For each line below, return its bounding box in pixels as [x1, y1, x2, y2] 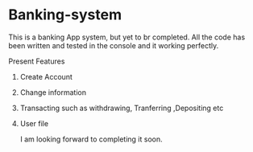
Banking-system [8, 6, 122, 24]
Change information [19, 87, 87, 97]
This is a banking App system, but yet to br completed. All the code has [8, 32, 246, 42]
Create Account [19, 72, 73, 81]
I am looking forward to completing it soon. [19, 134, 163, 144]
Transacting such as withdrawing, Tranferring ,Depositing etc [19, 103, 224, 113]
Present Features [8, 56, 65, 66]
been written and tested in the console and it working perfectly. [8, 40, 219, 50]
